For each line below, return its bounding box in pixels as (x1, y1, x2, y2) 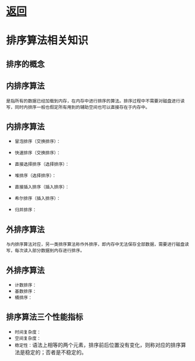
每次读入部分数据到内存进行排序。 (14, 248, 85, 254)
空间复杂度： (14, 335, 42, 341)
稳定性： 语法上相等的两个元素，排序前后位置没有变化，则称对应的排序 (14, 341, 182, 348)
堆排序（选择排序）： (14, 173, 57, 179)
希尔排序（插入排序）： (14, 196, 61, 202)
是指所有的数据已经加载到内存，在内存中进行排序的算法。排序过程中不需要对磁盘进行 (6, 98, 180, 104)
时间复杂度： (14, 329, 42, 335)
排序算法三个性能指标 (6, 312, 83, 322)
